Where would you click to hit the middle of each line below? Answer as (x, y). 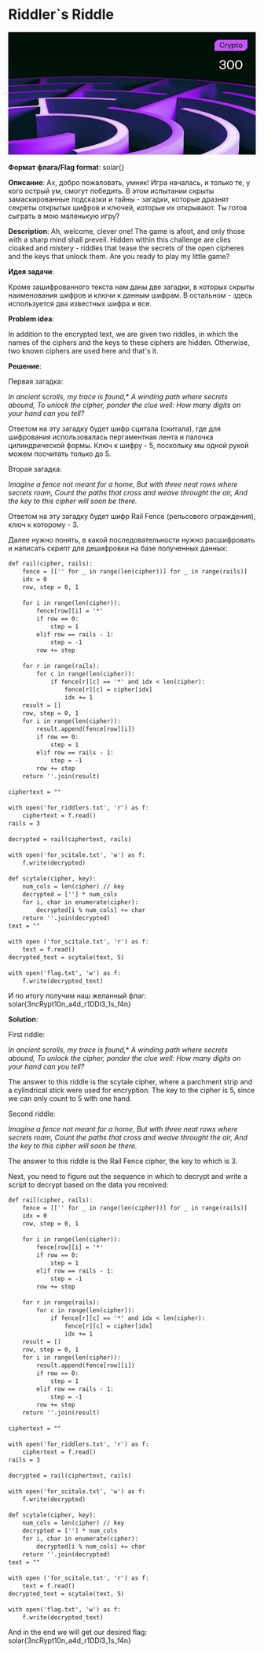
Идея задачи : (31, 271)
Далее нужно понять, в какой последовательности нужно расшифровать (132, 539)
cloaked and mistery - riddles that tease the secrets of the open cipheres (126, 248)
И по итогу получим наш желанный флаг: (77, 995)
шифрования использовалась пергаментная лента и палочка (111, 437)
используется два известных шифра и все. (80, 303)
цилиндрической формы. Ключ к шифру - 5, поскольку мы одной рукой (128, 445)
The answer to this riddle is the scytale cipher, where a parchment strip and (130, 1081)
